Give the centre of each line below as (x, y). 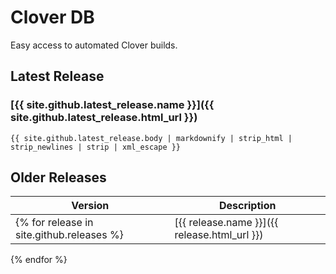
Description (247, 206)
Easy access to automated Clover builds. (94, 45)
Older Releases (58, 177)
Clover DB (52, 17)
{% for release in (54, 223)
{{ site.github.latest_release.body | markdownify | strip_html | (151, 138)
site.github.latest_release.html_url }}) (104, 118)
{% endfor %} (39, 260)
